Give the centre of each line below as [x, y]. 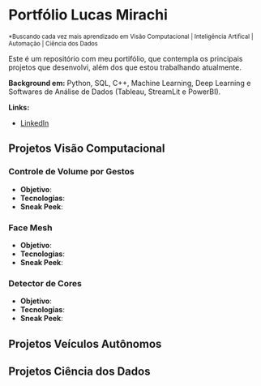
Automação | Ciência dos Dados [53, 43]
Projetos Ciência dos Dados [79, 371]
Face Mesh [30, 227]
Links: [19, 107]
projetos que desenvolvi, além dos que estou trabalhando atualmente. [125, 67]
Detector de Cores [45, 283]
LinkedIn [34, 122]
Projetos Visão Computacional [87, 149]
